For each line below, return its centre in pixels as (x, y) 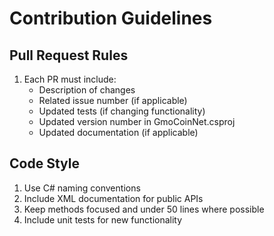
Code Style (44, 163)
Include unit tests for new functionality (103, 219)
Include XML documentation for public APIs (113, 198)
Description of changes (87, 90)
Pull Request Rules (69, 55)
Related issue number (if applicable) (113, 100)
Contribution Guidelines (111, 18)
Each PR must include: (70, 79)
